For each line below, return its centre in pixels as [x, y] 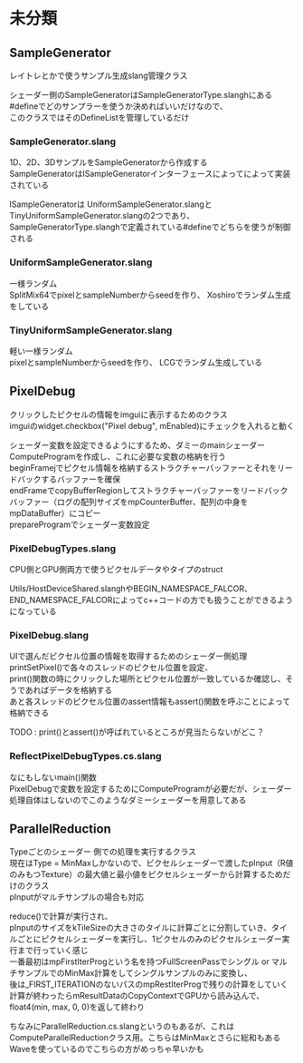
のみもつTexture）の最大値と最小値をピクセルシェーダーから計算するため [146, 874]
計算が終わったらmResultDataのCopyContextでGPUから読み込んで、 [137, 996]
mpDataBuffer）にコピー [55, 512]
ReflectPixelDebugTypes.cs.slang [85, 756]
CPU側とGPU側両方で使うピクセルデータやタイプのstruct [116, 569]
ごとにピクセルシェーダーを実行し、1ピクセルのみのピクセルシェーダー [149, 939]
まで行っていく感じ [52, 951]
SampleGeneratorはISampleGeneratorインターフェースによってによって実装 [150, 174]
